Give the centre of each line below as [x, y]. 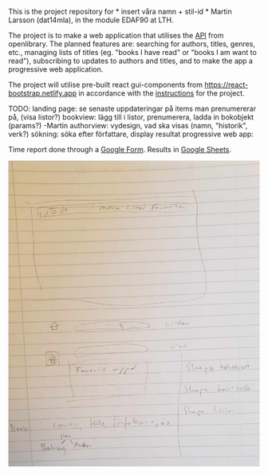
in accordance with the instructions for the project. [162, 93]
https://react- [227, 84]
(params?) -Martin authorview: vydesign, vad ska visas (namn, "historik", [128, 126]
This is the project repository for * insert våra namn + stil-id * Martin [120, 12]
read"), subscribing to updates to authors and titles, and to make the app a [131, 61]
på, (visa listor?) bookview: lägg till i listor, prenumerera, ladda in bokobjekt [131, 117]
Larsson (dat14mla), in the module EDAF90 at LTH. [91, 20]
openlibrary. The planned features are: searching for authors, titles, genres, [132, 44]
